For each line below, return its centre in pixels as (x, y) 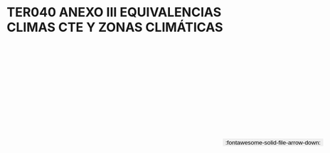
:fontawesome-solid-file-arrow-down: (273, 142)
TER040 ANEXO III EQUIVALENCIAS (114, 12)
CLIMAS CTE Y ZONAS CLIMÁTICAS (115, 27)
